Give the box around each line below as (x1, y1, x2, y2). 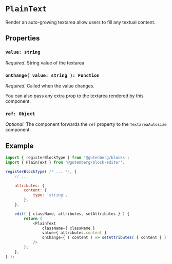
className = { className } (42, 226, 95, 231)
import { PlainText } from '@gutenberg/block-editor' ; (5, 160, 125, 165)
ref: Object (5, 111, 35, 117)
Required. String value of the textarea (5, 59, 85, 65)
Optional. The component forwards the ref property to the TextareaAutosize (5, 121, 167, 127)
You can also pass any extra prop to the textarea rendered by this (5, 93, 144, 99)
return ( (24, 216, 43, 221)
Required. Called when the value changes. (5, 82, 95, 89)
